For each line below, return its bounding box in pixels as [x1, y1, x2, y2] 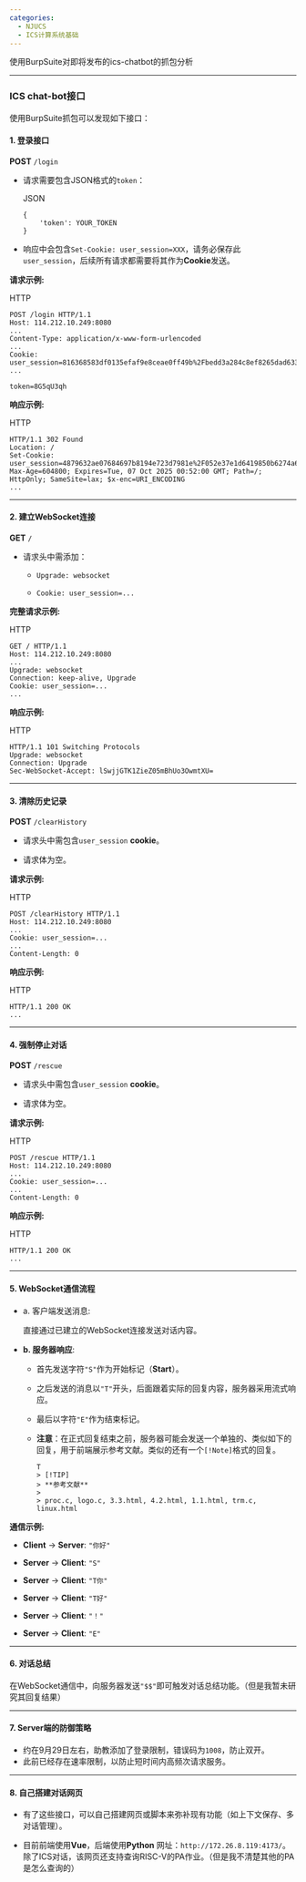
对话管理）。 [22, 1820, 67, 1832]
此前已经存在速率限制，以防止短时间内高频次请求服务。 [22, 1756, 230, 1767]
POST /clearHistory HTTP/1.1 [9, 910, 120, 919]
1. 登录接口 [9, 135, 50, 146]
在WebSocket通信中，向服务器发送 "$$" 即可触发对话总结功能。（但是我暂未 [9, 1680, 289, 1691]
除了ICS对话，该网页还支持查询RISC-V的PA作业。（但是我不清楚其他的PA [22, 1851, 295, 1862]
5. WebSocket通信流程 [9, 1283, 96, 1294]
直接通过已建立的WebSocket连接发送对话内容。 [22, 1324, 202, 1335]
